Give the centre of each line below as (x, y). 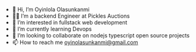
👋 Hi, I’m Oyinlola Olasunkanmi (51, 9)
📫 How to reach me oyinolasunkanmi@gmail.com (75, 42)
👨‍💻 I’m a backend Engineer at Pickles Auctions (71, 16)
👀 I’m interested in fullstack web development (70, 22)
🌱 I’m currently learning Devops (52, 29)
